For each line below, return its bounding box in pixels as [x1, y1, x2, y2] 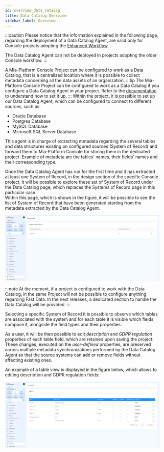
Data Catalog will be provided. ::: [5, 302, 71, 308]
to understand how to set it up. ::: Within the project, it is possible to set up [5, 93, 155, 99]
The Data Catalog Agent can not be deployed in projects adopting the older [5, 52, 157, 58]
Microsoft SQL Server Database [12, 129, 77, 135]
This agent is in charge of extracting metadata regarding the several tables [5, 138, 156, 144]
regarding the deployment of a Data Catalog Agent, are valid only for [5, 37, 143, 44]
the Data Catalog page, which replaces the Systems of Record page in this [5, 184, 155, 190]
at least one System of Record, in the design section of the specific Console [5, 174, 158, 180]
